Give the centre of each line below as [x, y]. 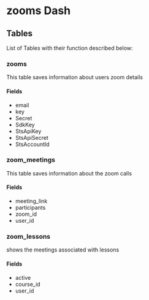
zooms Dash [39, 11]
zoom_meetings [31, 160]
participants [30, 207]
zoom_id [26, 214]
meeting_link [31, 201]
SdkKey [25, 125]
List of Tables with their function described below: [70, 48]
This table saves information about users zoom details [74, 77]
